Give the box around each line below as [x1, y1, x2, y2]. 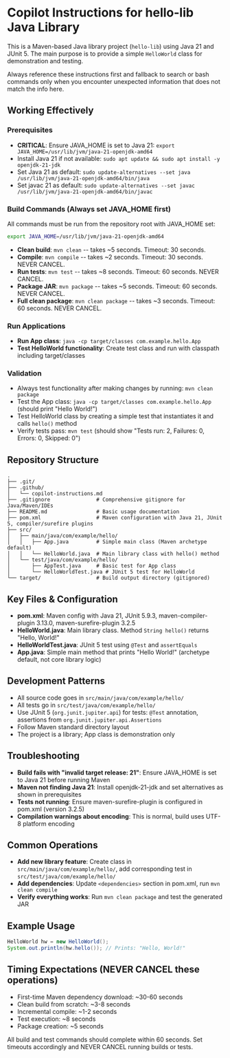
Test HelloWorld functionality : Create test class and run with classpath [16, 344, 220, 352]
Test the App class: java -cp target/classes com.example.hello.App [16, 398, 211, 406]
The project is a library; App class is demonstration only [16, 730, 175, 738]
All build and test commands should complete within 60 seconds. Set [7, 1035, 203, 1044]
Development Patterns [7, 676, 105, 687]
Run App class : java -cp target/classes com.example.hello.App [16, 337, 201, 345]
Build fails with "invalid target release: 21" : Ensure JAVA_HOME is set [16, 768, 217, 777]
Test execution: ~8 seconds [16, 1015, 96, 1023]
